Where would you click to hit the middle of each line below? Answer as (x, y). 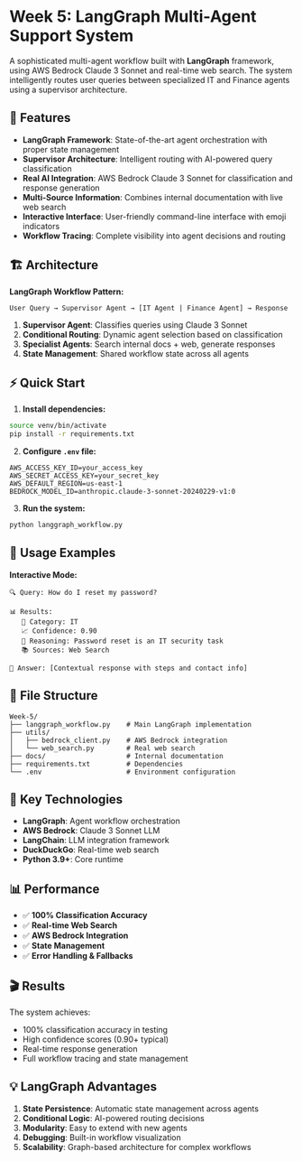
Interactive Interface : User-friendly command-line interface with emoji (154, 216)
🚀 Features (40, 118)
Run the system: (54, 508)
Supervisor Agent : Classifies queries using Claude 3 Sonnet (135, 325)
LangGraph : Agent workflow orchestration (101, 821)
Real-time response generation (80, 1049)
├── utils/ (30, 732)
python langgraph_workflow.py (66, 525)
